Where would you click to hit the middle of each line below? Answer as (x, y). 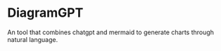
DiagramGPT (45, 13)
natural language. (33, 39)
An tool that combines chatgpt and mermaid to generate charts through (111, 32)
